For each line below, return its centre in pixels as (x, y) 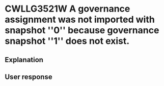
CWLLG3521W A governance (67, 9)
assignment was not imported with (80, 19)
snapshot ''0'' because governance (82, 30)
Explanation (24, 59)
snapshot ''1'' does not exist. (67, 41)
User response (29, 77)
